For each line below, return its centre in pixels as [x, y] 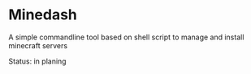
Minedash [43, 15]
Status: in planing [37, 61]
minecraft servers [38, 45]
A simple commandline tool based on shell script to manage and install [126, 37]
